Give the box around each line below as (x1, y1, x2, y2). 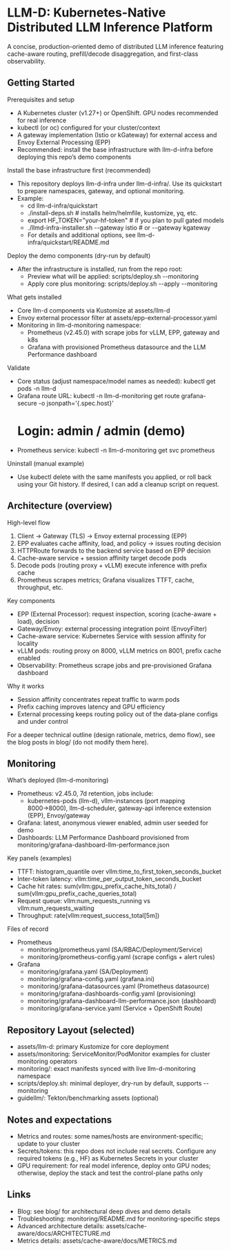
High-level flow (7, 518, 50, 526)
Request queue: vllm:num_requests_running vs (17, 897, 150, 905)
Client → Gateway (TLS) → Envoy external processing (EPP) (17, 531, 188, 540)
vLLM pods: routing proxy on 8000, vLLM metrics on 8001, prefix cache (17, 647, 222, 655)
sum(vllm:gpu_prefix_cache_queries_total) (17, 889, 137, 898)
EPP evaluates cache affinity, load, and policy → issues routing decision (17, 539, 221, 547)
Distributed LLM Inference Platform (7, 19, 213, 35)
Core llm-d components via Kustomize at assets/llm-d (17, 306, 170, 315)
